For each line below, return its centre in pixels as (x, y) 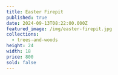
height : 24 (20, 46)
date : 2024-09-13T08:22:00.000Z (47, 23)
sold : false (21, 62)
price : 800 (20, 57)
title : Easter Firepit (35, 12)
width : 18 (19, 51)
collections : (23, 34)
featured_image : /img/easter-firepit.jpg (59, 29)
